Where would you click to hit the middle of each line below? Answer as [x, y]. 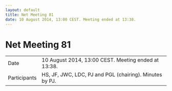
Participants [22, 78]
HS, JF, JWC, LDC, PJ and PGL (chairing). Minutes [102, 75]
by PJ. [49, 81]
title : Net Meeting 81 [29, 15]
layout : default [23, 10]
